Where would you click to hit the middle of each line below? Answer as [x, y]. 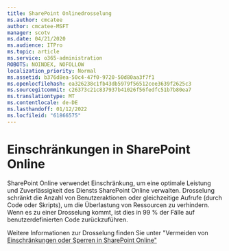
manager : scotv [29, 33]
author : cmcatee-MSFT [38, 26]
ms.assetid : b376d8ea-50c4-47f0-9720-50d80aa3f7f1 [81, 77]
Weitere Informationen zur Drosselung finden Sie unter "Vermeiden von [108, 232]
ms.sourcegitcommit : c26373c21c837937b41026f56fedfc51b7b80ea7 [99, 90]
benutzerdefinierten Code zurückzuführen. [68, 219]
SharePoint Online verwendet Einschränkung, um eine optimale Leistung [109, 183]
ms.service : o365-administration [55, 58]
